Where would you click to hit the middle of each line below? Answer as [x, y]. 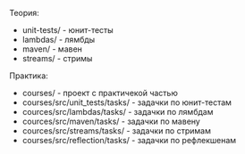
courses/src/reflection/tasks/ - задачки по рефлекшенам [129, 140]
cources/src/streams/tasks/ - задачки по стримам [117, 131]
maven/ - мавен [52, 49]
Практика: [29, 76]
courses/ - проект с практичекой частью [100, 93]
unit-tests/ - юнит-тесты [68, 30]
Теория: [25, 13]
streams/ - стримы [57, 58]
